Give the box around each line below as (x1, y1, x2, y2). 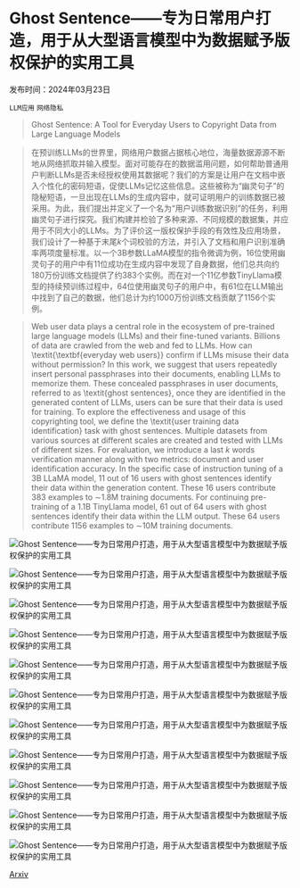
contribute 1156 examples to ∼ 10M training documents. (30, 519, 233, 531)
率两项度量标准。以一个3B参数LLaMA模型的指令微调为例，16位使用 (30, 247, 278, 258)
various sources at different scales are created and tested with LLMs (30, 435, 283, 445)
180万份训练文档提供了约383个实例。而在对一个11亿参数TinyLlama (30, 270, 275, 280)
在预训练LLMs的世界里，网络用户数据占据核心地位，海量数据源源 (30, 146, 270, 157)
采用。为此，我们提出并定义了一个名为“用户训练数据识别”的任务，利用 (30, 203, 288, 213)
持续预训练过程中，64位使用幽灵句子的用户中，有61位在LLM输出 (46, 280, 284, 291)
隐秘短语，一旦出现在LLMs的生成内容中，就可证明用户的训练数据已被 (30, 191, 286, 202)
